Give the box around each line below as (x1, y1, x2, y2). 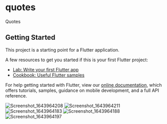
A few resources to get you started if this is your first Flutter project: (5, 57, 148, 63)
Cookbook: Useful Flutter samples (12, 72, 85, 78)
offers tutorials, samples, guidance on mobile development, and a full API (5, 87, 159, 93)
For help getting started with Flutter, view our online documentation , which (5, 82, 162, 88)
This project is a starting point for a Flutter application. (5, 46, 120, 53)
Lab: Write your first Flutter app (12, 66, 79, 72)
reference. (5, 92, 27, 98)
